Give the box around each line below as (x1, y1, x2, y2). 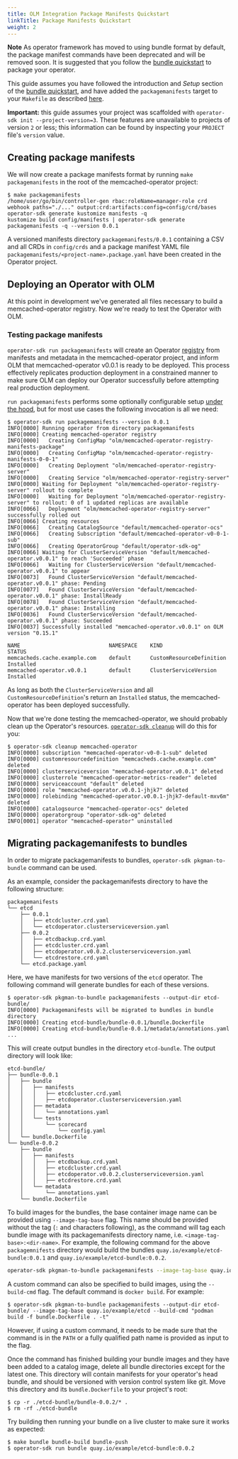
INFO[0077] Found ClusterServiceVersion (7, 586, 135, 593)
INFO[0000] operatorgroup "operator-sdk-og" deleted (7, 812, 166, 819)
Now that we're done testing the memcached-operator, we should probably (7, 715, 228, 723)
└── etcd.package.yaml (20, 961, 87, 968)
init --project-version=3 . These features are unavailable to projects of (20, 116, 230, 124)
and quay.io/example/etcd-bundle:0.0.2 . (47, 1253, 166, 1262)
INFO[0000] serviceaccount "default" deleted (7, 781, 144, 788)
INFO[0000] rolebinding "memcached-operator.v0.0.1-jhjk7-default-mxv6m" (7, 793, 230, 800)
